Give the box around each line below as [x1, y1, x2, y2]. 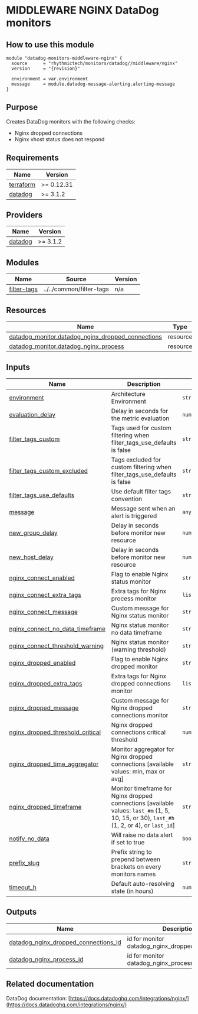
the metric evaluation [111, 414, 170, 422]
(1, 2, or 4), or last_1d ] [111, 821, 176, 829]
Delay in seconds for [111, 407, 169, 415]
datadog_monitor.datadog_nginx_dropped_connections [9, 333, 162, 341]
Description [127, 379, 161, 388]
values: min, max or [111, 767, 165, 775]
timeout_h [9, 883, 37, 891]
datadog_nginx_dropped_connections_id [9, 938, 122, 946]
